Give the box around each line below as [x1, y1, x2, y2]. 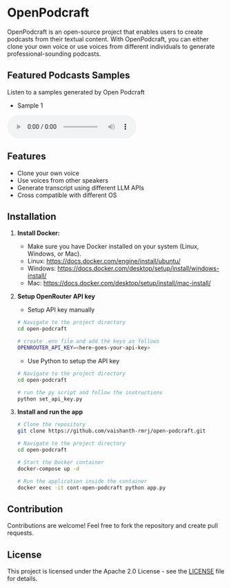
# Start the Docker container [17, 458, 105, 466]
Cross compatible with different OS [17, 191, 117, 199]
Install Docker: [17, 229, 60, 237]
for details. [7, 574, 38, 582]
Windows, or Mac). [27, 250, 81, 258]
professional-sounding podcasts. [7, 50, 101, 58]
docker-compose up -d [17, 465, 79, 472]
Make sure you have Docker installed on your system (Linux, [27, 243, 199, 251]
